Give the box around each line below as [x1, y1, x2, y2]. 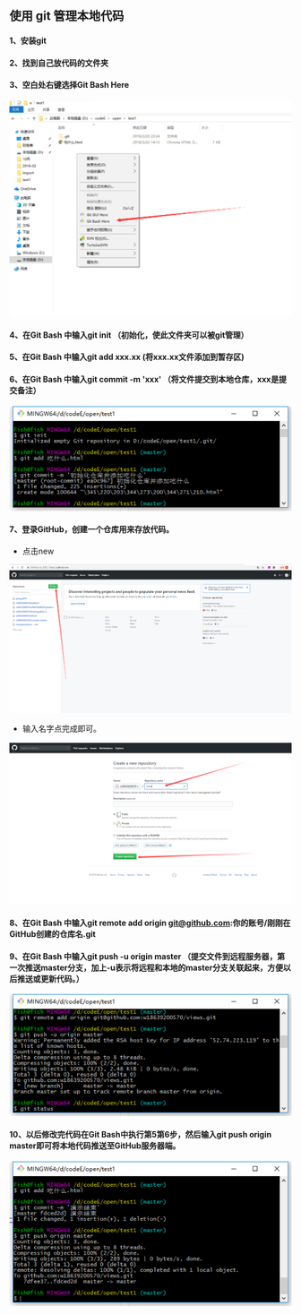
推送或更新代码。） [16, 973, 84, 983]
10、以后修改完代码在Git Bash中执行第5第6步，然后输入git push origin [9, 1129, 271, 1140]
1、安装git [9, 35, 47, 46]
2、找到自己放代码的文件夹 [9, 57, 109, 68]
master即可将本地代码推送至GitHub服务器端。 [9, 1140, 181, 1151]
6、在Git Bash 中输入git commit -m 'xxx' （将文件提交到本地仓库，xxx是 [9, 374, 279, 384]
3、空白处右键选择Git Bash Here [9, 80, 130, 90]
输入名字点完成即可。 [21, 723, 101, 734]
